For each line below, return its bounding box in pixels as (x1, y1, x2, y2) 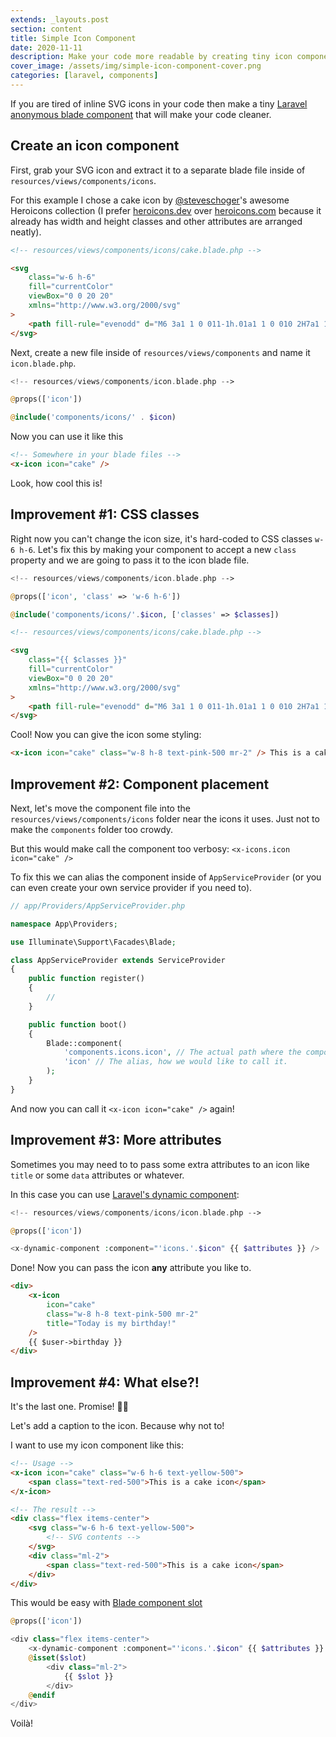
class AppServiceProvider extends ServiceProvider (10, 955, 226, 965)
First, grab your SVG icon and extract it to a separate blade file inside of (10, 164, 306, 176)
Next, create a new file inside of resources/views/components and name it (10, 346, 311, 358)
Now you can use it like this (10, 431, 124, 443)
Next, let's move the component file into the (10, 802, 191, 814)
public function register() (28, 974, 145, 984)
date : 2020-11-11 (10, 42, 83, 53)
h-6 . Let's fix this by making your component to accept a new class (19, 543, 297, 555)
